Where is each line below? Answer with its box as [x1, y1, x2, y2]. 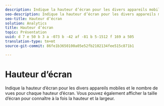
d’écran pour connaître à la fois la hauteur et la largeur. [5, 95, 115, 101]
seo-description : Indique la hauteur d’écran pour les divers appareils [5, 12, 156, 17]
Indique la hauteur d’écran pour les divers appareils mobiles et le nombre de [5, 85, 158, 91]
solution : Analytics [5, 21, 47, 26]
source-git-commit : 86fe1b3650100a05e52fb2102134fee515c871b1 [5, 43, 134, 48]
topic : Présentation [5, 30, 47, 35]
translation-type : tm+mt [5, 39, 56, 44]
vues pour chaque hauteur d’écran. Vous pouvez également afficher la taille [5, 90, 158, 96]
